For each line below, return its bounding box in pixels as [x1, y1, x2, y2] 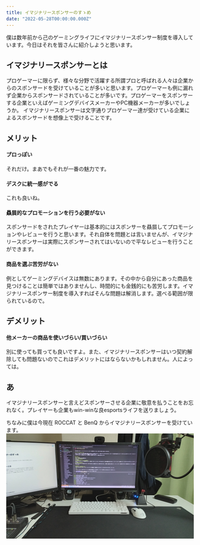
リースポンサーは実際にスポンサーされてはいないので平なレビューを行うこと [6, 238, 193, 245]
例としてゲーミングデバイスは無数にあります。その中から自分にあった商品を [6, 275, 193, 282]
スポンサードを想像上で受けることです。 [16, 114, 115, 121]
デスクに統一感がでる [6, 180, 58, 187]
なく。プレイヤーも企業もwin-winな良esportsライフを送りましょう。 [11, 406, 180, 413]
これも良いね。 [6, 194, 43, 201]
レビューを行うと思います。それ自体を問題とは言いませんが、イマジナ [21, 231, 193, 238]
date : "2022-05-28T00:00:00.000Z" [6, 15, 92, 22]
